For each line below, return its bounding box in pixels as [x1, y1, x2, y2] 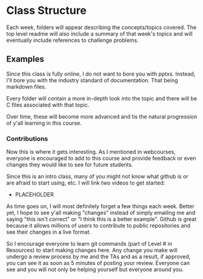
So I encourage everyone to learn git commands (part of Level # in [6, 240, 173, 248]
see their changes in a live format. [6, 228, 92, 236]
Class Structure [6, 4, 87, 18]
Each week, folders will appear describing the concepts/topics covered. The [6, 24, 197, 31]
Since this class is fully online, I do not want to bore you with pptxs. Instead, [6, 70, 196, 77]
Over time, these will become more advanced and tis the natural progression [6, 113, 198, 120]
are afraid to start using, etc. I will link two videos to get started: [6, 179, 165, 186]
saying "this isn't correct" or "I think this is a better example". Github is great [6, 215, 197, 223]
